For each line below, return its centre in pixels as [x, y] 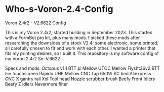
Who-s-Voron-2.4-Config [59, 9]
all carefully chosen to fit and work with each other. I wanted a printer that [80, 48]
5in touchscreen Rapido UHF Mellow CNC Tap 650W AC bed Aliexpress [78, 73]
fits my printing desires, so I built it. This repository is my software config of [82, 53]
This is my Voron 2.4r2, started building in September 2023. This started [79, 32]
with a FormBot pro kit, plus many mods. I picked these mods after [73, 38]
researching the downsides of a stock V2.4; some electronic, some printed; [82, 43]
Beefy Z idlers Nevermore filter [37, 84]
